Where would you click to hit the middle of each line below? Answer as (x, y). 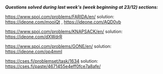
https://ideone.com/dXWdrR (34, 37)
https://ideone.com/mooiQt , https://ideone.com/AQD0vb (63, 22)
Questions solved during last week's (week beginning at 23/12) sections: (81, 7)
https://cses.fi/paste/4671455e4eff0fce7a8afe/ (53, 66)
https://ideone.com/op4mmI (34, 52)
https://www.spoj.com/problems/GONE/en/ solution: (58, 46)
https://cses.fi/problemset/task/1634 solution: (52, 61)
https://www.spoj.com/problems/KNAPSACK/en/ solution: (64, 31)
